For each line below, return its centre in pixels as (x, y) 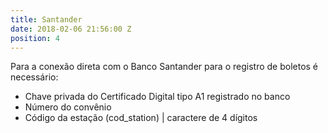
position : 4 (35, 38)
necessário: (34, 77)
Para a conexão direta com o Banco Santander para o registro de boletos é (164, 67)
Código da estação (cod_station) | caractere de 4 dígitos (141, 118)
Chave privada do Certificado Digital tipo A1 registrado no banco (157, 97)
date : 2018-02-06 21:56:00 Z (71, 29)
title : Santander (46, 19)
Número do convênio (68, 107)
